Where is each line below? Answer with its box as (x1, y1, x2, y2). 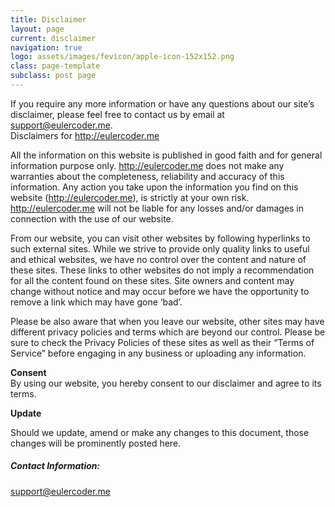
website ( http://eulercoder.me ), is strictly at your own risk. (10, 191, 250, 203)
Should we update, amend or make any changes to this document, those (10, 426, 310, 438)
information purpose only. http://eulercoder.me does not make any (10, 159, 285, 171)
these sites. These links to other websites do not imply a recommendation (10, 264, 315, 276)
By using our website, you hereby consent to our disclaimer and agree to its (10, 377, 322, 389)
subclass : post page (10, 71, 97, 81)
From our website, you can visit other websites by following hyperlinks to (10, 232, 311, 244)
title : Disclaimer (10, 14, 87, 25)
